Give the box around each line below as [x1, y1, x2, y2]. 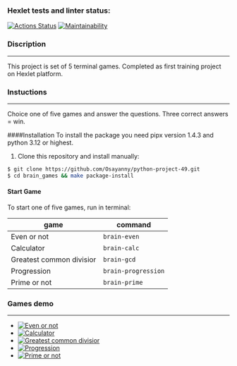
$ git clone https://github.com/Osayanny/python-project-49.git [7, 165, 200, 173]
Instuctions [7, 87, 47, 97]
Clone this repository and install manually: [17, 152, 140, 160]
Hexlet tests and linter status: [7, 6, 111, 16]
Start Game [7, 188, 42, 196]
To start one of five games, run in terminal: [7, 203, 131, 212]
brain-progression [103, 267, 165, 275]
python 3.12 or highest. [7, 138, 74, 147]
